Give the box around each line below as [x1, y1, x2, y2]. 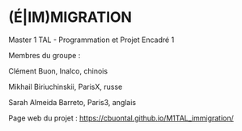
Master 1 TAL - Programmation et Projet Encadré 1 [8, 35, 175, 44]
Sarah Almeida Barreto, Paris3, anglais [8, 97, 136, 107]
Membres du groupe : [8, 50, 81, 60]
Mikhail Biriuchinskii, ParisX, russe [8, 82, 123, 91]
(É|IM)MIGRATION [8, 8, 132, 27]
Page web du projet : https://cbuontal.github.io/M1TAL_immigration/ [8, 113, 235, 123]
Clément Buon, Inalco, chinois [8, 65, 108, 76]
